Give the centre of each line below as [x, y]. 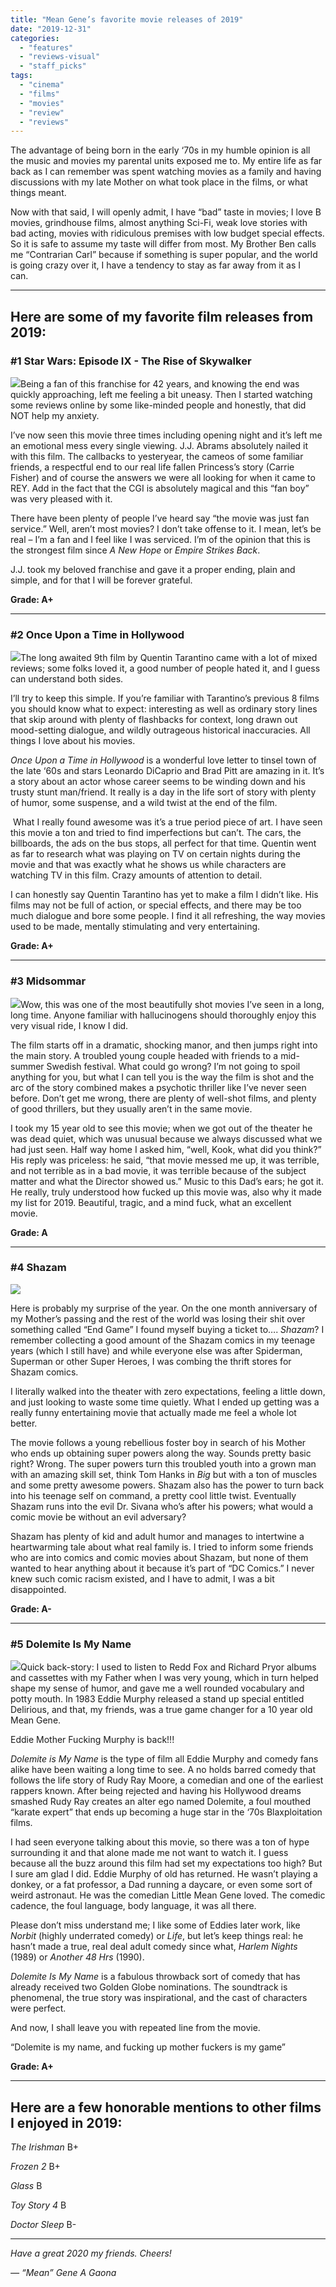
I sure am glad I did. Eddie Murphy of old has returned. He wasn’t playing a [164, 1874]
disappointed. [38, 1589]
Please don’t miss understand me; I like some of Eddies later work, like [155, 1925]
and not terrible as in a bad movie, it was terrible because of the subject [158, 1170]
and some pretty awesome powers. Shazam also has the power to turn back [167, 1485]
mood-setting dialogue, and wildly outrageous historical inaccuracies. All [160, 730]
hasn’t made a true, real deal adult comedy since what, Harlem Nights [154, 1947]
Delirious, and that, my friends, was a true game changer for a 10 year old [161, 1710]
